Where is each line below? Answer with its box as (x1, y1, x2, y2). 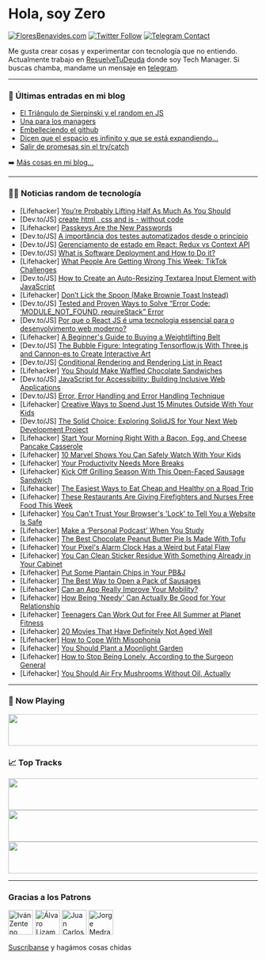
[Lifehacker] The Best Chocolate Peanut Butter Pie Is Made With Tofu (19, 533, 246, 543)
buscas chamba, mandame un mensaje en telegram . (8, 63, 180, 72)
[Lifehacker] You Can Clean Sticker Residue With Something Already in (19, 551, 252, 560)
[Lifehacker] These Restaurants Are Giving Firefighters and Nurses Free (19, 491, 254, 501)
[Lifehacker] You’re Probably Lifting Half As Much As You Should (19, 206, 231, 215)
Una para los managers (19, 116, 97, 127)
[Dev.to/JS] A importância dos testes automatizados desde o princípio (19, 231, 249, 241)
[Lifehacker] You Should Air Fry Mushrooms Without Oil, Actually (19, 668, 231, 677)
